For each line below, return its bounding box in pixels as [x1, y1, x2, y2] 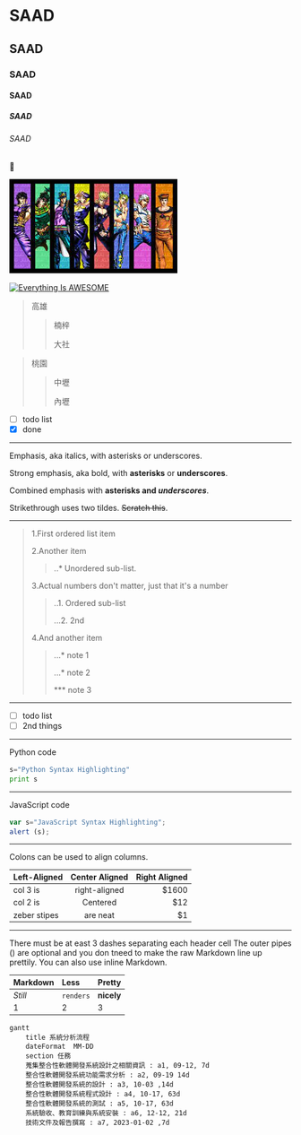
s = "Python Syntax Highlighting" [9, 765, 130, 774]
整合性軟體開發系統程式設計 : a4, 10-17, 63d [25, 1089, 181, 1098]
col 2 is [13, 897, 40, 908]
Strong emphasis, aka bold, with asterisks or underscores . [9, 467, 228, 478]
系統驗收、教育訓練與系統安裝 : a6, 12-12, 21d [25, 1108, 187, 1117]
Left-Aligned [13, 871, 64, 882]
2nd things [21, 720, 63, 731]
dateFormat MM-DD [25, 1042, 94, 1051]
